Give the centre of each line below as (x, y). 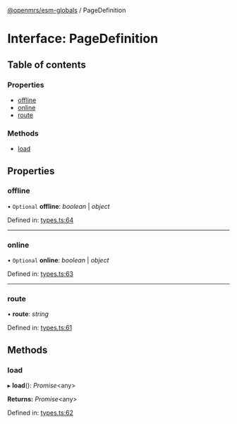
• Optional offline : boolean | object (59, 206)
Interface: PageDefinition (83, 39)
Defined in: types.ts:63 (41, 274)
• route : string (28, 314)
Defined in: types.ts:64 (41, 220)
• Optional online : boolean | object (58, 260)
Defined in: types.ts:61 (40, 328)
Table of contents (47, 65)
